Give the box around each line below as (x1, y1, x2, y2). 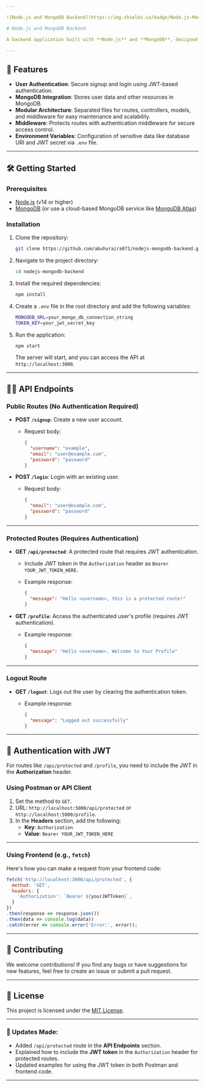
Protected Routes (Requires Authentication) (6, 534, 139, 542)
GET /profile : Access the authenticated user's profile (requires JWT (15, 612, 189, 620)
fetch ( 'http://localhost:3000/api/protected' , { (6, 876, 132, 882)
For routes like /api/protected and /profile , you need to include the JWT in (6, 762, 198, 769)
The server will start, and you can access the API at (15, 354, 145, 361)
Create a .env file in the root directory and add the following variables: (15, 302, 192, 310)
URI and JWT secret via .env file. (15, 139, 98, 147)
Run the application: (15, 331, 66, 338)
